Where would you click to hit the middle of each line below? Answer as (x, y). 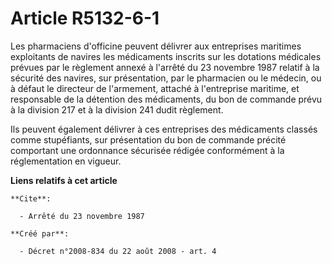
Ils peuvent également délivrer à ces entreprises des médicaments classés (164, 129)
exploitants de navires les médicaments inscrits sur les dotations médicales (166, 56)
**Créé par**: (40, 233)
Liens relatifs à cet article (64, 180)
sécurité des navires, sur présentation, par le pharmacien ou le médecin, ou (166, 78)
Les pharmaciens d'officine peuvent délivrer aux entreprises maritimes (156, 46)
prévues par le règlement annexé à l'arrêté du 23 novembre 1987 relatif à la (165, 67)
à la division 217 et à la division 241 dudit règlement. (117, 109)
